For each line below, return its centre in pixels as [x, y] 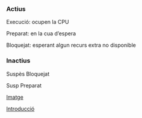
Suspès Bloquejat [28, 74]
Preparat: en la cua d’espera [41, 34]
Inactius [18, 60]
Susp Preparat [24, 85]
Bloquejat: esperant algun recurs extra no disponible [71, 45]
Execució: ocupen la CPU [38, 22]
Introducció [20, 108]
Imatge [15, 97]
